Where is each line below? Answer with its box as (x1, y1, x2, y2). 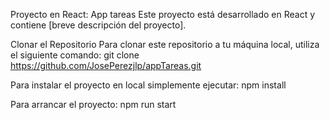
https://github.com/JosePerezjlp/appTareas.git (10, 60, 202, 71)
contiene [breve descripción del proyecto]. (10, 19, 187, 31)
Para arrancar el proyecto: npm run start (10, 99, 177, 110)
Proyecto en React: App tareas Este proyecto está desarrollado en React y (10, 9, 316, 20)
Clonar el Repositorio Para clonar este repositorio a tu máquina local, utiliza (10, 39, 320, 50)
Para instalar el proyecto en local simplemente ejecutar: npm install (10, 79, 287, 91)
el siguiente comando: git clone (10, 49, 140, 61)
